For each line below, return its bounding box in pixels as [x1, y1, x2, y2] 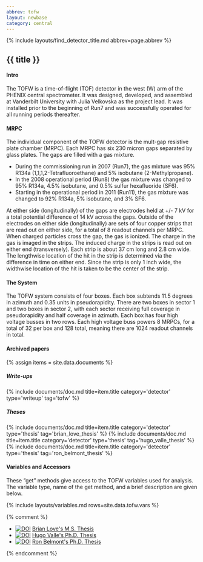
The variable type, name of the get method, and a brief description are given [6, 483, 198, 490]
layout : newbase [6, 15, 47, 21]
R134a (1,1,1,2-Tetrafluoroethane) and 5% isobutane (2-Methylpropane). [15, 170, 193, 177]
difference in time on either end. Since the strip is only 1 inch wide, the [6, 259, 182, 266]
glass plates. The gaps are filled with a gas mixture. [6, 151, 135, 159]
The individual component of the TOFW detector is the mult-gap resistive [6, 138, 189, 146]
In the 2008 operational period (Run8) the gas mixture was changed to [15, 176, 191, 183]
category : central [6, 20, 53, 26]
